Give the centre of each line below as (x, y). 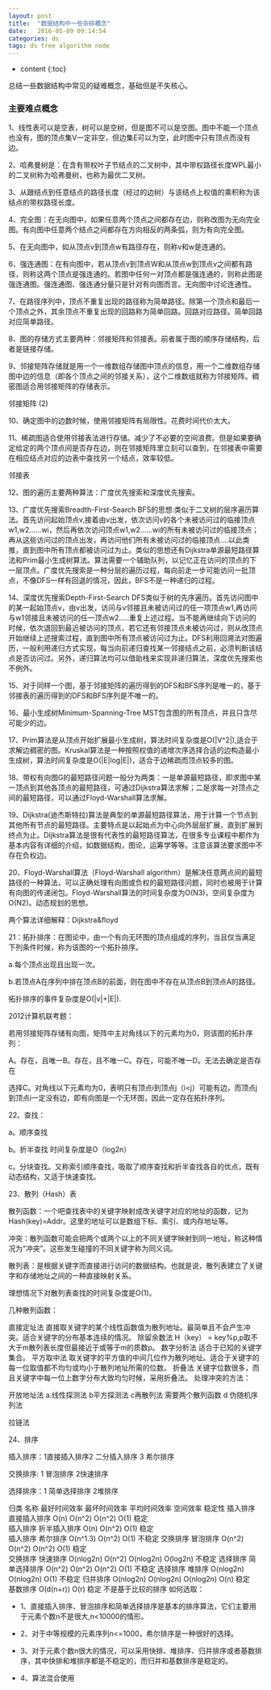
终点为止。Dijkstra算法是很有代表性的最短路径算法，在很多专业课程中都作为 (134, 835)
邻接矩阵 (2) (28, 403)
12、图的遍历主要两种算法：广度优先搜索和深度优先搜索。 (104, 492)
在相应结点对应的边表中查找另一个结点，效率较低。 (93, 458)
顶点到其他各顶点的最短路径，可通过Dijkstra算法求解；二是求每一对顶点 (133, 788)
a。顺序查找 (28, 1132)
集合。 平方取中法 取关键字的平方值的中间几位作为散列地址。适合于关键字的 (134, 1358)
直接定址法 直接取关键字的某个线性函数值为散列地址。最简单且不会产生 (126, 1328)
